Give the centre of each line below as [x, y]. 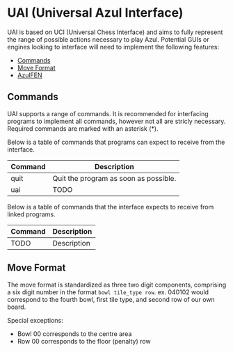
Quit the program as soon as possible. [114, 178]
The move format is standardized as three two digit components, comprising [117, 285]
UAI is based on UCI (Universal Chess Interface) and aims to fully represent [115, 32]
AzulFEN [30, 75]
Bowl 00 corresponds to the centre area [74, 334]
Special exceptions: [35, 320]
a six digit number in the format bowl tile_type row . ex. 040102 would [108, 292]
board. [17, 307]
